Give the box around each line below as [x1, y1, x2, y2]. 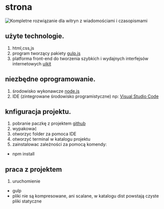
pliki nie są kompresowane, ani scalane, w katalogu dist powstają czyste [12, 193, 159, 199]
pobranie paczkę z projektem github [12, 120, 86, 126]
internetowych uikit [12, 60, 52, 66]
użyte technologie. [5, 32, 65, 40]
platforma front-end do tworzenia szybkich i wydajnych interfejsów [12, 56, 149, 61]
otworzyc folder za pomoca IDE [12, 131, 76, 137]
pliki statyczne [12, 198, 42, 204]
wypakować [12, 126, 37, 132]
